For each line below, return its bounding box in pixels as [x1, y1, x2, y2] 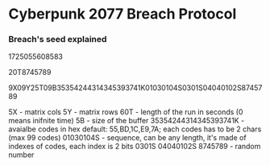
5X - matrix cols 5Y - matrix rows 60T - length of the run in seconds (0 [8, 107, 243, 117]
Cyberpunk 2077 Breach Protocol [8, 5, 237, 23]
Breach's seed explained [8, 34, 107, 45]
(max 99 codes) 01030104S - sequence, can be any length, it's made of [8, 133, 247, 143]
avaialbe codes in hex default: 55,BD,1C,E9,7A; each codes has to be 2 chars [8, 124, 262, 134]
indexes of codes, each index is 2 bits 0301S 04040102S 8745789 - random [8, 142, 261, 151]
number [8, 150, 35, 160]
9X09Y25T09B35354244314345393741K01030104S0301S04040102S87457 [8, 83, 263, 93]
